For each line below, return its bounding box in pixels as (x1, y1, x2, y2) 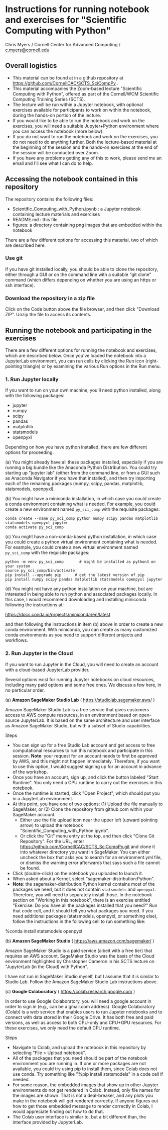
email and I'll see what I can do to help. (12, 160, 93, 166)
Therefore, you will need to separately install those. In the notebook (12, 891, 152, 898)
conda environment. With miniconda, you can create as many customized (5, 627, 157, 633)
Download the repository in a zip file (5, 295, 95, 302)
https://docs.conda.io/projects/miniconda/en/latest (5, 612, 111, 618)
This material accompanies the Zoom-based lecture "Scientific (12, 85, 142, 91)
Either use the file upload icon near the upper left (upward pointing (20, 817, 158, 823)
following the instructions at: (5, 602, 64, 608)
